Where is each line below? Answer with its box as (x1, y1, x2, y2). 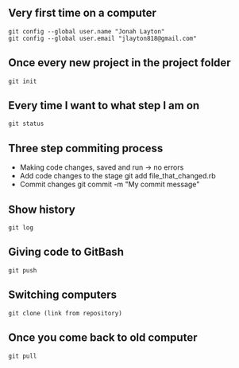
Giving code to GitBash (8, 245, 125, 259)
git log (8, 224, 34, 232)
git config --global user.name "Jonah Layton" (8, 27, 165, 35)
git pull (8, 352, 37, 360)
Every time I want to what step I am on (8, 99, 200, 112)
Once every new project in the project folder (8, 56, 232, 70)
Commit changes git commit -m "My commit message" (19, 179, 200, 190)
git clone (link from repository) (8, 309, 123, 317)
